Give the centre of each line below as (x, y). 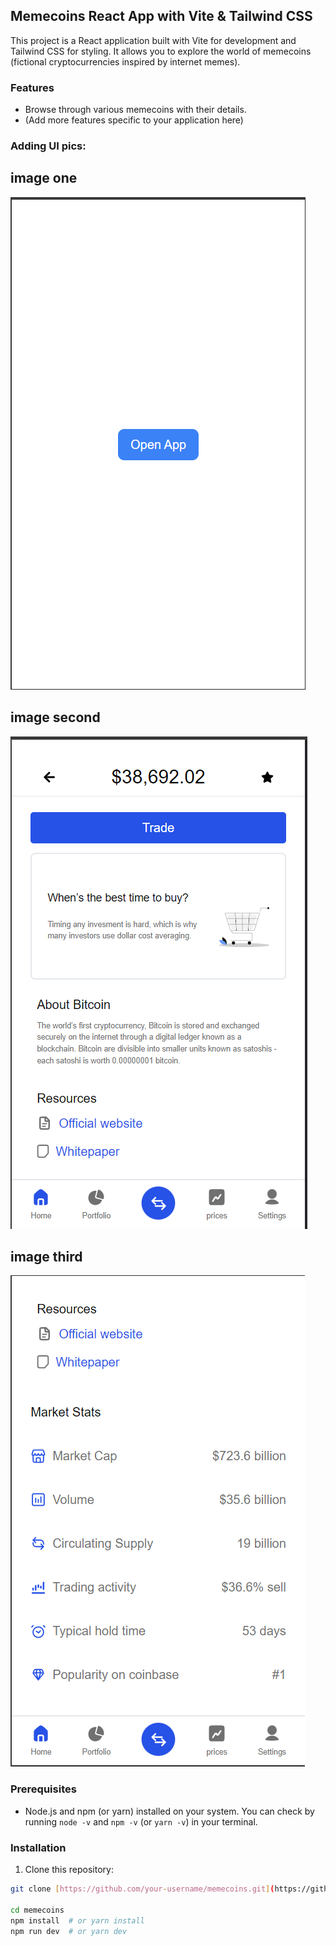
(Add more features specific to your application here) (134, 120)
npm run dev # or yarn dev (69, 1931)
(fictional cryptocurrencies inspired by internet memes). (125, 61)
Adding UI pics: (48, 146)
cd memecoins (37, 1910)
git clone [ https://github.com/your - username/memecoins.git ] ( (142, 1889)
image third (46, 1257)
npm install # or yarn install (77, 1920)
